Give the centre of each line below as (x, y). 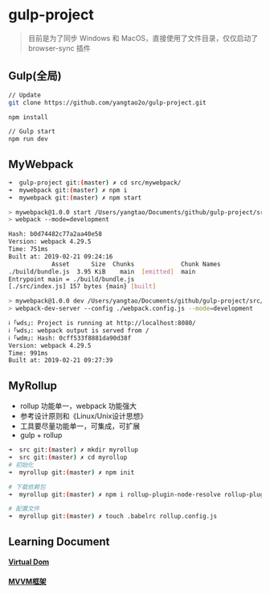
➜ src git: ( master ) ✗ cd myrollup (68, 457)
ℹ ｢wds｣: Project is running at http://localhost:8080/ (102, 324)
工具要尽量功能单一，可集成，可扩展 (80, 426)
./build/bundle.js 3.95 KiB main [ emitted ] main (102, 271)
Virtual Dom (29, 562)
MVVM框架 (27, 581)
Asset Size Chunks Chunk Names (136, 264)
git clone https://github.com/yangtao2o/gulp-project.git (107, 102)
